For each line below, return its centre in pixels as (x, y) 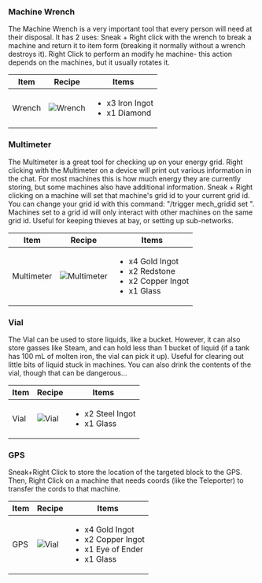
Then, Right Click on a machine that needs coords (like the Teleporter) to (126, 480)
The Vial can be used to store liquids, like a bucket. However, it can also (124, 339)
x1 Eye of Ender (114, 549)
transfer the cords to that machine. (65, 489)
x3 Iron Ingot (130, 103)
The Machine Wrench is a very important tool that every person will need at (130, 29)
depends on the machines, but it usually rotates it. (89, 62)
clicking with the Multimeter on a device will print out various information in (130, 170)
